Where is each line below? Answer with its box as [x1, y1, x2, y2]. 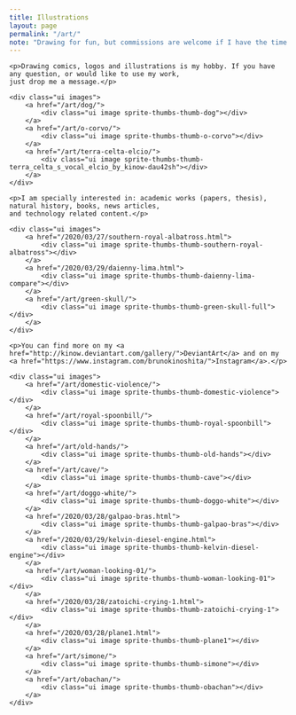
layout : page [9, 21, 58, 30]
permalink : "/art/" [9, 29, 82, 38]
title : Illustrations [9, 12, 90, 22]
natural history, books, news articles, [9, 201, 161, 211]
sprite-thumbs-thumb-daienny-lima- [123, 271, 255, 280]
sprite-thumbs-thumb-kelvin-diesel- [123, 543, 260, 553]
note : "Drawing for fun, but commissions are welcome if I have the [9, 37, 268, 47]
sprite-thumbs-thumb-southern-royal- [123, 240, 264, 249]
